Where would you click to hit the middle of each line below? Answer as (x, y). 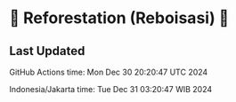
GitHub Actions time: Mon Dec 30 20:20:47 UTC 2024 (109, 72)
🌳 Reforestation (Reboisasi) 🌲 (119, 18)
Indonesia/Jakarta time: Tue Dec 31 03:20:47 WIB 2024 (111, 89)
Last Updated (47, 51)
